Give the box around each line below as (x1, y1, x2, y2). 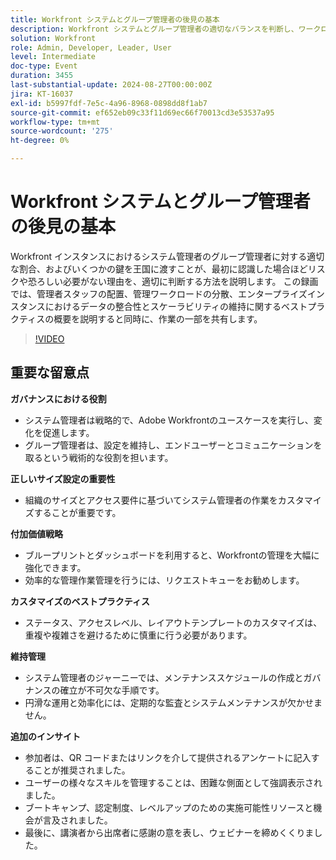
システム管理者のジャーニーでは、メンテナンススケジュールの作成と (24, 671, 304, 683)
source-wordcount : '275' (10, 126, 114, 136)
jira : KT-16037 (10, 89, 74, 99)
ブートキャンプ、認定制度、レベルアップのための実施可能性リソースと (24, 801, 314, 813)
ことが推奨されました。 (33, 764, 131, 776)
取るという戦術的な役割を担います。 (24, 451, 174, 463)
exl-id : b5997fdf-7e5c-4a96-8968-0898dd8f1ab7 (10, 98, 208, 108)
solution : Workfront (10, 33, 97, 43)
